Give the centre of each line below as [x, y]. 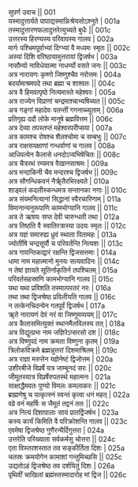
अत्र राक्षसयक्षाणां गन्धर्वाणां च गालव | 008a [62, 145]
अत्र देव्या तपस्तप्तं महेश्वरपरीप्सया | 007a [60, 128]
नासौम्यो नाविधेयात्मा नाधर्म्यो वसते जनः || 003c [67, 66]
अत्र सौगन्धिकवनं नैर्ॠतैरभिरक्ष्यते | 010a [59, 181]
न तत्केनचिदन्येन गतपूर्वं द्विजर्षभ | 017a [56, 306]
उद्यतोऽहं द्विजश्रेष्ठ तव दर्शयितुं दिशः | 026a [62, 466]
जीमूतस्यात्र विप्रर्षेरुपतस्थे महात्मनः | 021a [60, 377]
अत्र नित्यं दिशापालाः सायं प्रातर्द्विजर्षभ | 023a [63, 412]
